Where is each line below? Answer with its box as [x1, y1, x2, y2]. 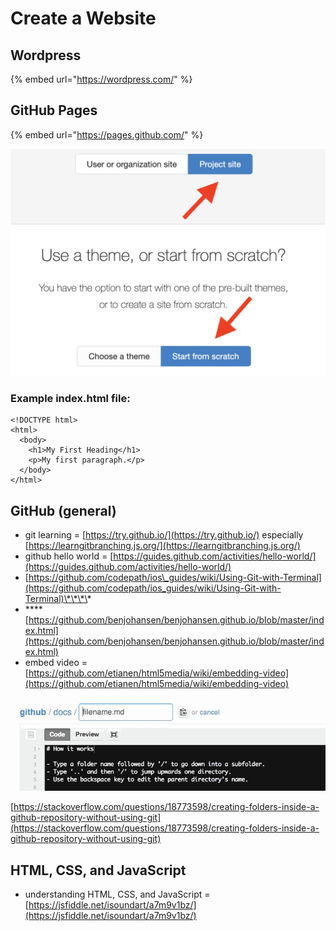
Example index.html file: [10, 391, 131, 405]
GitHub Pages [10, 102, 98, 119]
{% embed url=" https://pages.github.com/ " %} [10, 128, 204, 141]
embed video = [24, 657, 88, 669]
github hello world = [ [24, 550, 114, 562]
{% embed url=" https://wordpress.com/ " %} [10, 73, 193, 85]
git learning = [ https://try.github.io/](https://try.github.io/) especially [24, 529, 304, 541]
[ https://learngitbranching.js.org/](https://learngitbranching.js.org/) [24, 540, 301, 552]
